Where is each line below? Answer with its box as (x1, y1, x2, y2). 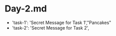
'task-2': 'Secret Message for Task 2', (11, 24, 89, 30)
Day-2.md (4, 3, 47, 14)
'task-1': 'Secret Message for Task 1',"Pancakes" (11, 19, 111, 25)
